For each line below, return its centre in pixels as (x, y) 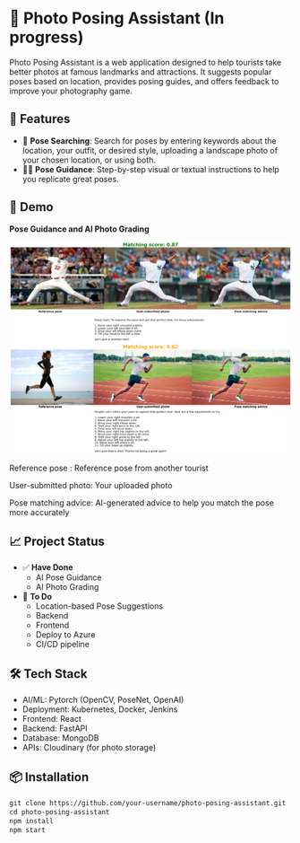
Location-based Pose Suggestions (99, 606)
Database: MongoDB (60, 738)
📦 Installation (49, 777)
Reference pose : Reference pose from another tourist (109, 468)
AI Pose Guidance (69, 577)
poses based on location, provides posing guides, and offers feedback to (144, 81)
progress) (47, 37)
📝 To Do (37, 597)
